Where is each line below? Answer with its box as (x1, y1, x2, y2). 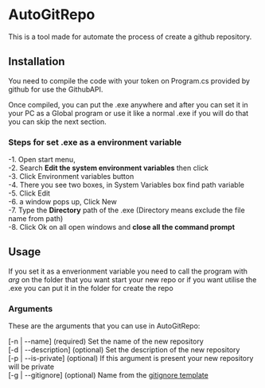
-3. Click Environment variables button (8, 172, 134, 181)
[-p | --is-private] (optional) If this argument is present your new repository (8, 354, 254, 363)
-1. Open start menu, (8, 155, 76, 165)
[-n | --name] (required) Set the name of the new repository (8, 336, 205, 347)
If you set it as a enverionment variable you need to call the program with (8, 266, 248, 276)
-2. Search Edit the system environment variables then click (8, 163, 208, 173)
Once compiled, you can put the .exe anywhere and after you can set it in (8, 99, 248, 109)
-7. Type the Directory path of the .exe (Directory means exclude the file (8, 205, 245, 215)
